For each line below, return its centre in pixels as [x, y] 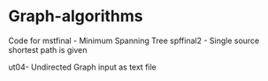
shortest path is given [48, 49]
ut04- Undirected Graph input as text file [82, 67]
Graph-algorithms [76, 16]
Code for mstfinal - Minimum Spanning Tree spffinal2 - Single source [134, 40]
